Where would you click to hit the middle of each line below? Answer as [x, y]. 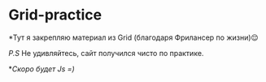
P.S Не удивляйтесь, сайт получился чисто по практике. [106, 53]
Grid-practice [55, 15]
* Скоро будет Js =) [41, 69]
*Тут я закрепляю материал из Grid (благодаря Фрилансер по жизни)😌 [133, 37]
